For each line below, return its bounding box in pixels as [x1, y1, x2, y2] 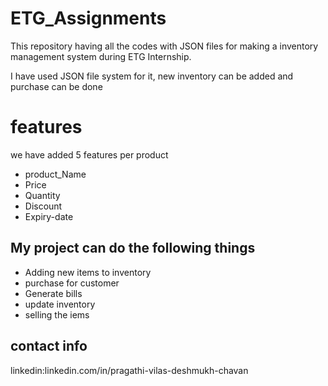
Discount [24, 200, 63, 212]
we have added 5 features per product [10, 148, 169, 161]
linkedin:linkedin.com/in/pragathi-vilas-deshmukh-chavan [10, 364, 249, 376]
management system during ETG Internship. [10, 50, 192, 62]
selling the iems [24, 308, 90, 321]
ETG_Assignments [10, 7, 167, 30]
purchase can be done [10, 80, 103, 92]
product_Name [24, 168, 87, 180]
